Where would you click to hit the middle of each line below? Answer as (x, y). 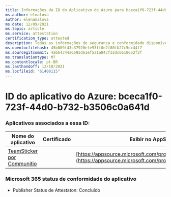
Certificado (57, 139)
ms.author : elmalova (27, 15)
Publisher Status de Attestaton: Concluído (56, 190)
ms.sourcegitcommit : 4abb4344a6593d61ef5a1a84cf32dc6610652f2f (74, 52)
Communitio (22, 164)
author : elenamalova (27, 19)
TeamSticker (23, 151)
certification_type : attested (37, 39)
